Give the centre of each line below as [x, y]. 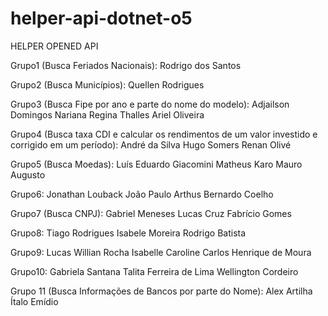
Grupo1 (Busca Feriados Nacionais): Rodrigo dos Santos [126, 65]
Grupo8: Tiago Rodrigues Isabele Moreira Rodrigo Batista [128, 233]
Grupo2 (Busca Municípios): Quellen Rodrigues [107, 84]
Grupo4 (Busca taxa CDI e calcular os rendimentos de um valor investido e [164, 134]
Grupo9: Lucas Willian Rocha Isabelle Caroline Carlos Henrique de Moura [161, 252]
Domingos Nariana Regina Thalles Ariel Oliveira [107, 114]
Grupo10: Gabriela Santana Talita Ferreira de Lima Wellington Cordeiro [154, 271]
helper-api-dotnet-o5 [101, 18]
